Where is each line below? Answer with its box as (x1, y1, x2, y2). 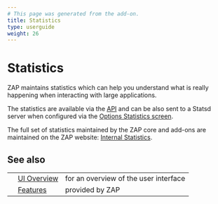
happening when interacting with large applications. (7, 91, 157, 99)
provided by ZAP (65, 185, 121, 194)
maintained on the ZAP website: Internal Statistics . (7, 133, 153, 141)
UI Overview (18, 174, 59, 183)
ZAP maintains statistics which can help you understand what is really (7, 84, 209, 92)
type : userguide (7, 23, 55, 30)
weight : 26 (7, 30, 39, 37)
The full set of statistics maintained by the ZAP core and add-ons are (7, 126, 207, 134)
